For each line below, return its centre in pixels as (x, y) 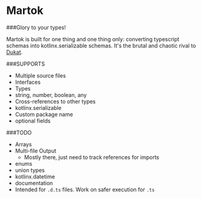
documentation (34, 183)
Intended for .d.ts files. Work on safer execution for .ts (85, 189)
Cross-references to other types (55, 101)
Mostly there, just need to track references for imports (92, 157)
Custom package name (44, 114)
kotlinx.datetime (35, 176)
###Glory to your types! (36, 27)
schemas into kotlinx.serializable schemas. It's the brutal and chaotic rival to (101, 46)
